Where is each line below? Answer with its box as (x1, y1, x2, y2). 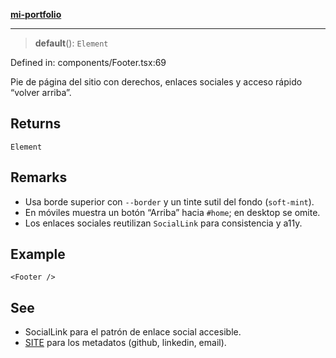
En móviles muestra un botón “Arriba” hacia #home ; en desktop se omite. (24, 206, 321, 218)
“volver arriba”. (10, 87, 72, 98)
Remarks (10, 169, 68, 186)
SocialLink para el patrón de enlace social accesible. (24, 326, 242, 338)
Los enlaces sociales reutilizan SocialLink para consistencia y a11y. (24, 217, 303, 229)
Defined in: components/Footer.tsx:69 (10, 57, 167, 68)
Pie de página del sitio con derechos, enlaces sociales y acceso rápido (10, 76, 303, 88)
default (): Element (34, 37, 109, 49)
